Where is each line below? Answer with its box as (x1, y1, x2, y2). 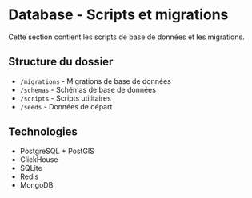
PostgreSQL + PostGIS (19, 146, 94, 156)
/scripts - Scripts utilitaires (19, 93, 112, 103)
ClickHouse (19, 154, 58, 164)
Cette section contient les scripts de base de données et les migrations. (8, 32, 246, 42)
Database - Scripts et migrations (8, 6, 229, 24)
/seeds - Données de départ (19, 101, 113, 111)
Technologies (8, 125, 78, 139)
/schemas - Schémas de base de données (19, 85, 156, 94)
